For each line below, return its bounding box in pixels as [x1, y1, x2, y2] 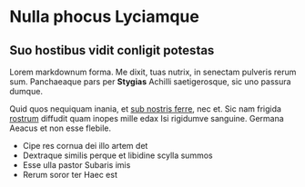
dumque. [9, 86, 44, 96]
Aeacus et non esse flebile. [9, 123, 112, 133]
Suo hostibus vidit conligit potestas [9, 43, 215, 58]
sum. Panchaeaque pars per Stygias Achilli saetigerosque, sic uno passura [9, 76, 291, 87]
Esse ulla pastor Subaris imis [22, 160, 131, 170]
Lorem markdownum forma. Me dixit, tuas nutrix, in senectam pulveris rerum [9, 66, 297, 77]
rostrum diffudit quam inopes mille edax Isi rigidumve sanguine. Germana [9, 113, 284, 123]
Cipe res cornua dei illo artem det [22, 141, 148, 151]
